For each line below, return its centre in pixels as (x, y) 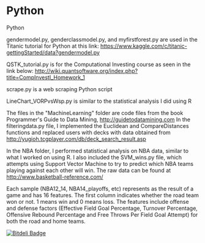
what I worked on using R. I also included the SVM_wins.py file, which (94, 157)
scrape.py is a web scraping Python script (59, 89)
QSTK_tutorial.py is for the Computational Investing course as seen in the (99, 64)
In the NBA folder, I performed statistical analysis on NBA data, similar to (97, 151)
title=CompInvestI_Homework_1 (46, 77)
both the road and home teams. (46, 221)
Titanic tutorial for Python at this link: (53, 46)
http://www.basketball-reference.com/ (55, 177)
